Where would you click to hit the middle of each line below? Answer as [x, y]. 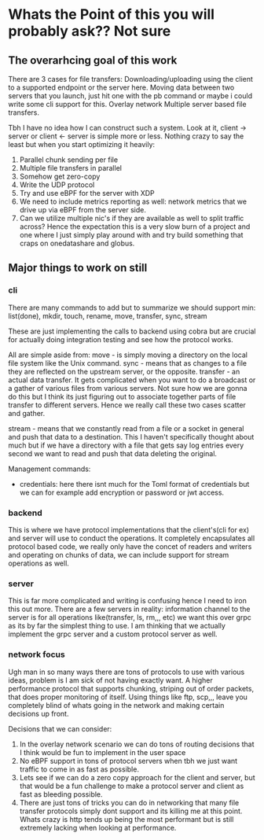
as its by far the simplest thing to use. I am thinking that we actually [117, 626]
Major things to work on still [78, 268]
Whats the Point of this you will [111, 15]
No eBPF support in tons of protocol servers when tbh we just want [128, 761]
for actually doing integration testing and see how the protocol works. [121, 339]
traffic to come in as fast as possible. [79, 769]
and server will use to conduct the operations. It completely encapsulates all [132, 538]
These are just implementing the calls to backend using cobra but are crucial [132, 331]
